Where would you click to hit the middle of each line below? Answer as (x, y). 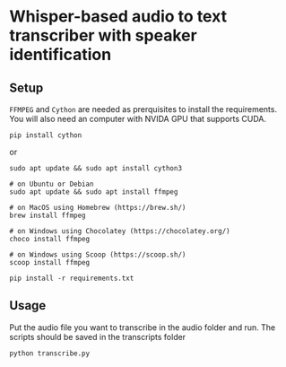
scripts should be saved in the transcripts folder (98, 336)
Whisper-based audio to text (118, 17)
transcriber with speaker (103, 35)
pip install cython (46, 135)
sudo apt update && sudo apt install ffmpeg (94, 192)
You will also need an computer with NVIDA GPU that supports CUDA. (138, 119)
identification (61, 55)
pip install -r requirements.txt (72, 278)
